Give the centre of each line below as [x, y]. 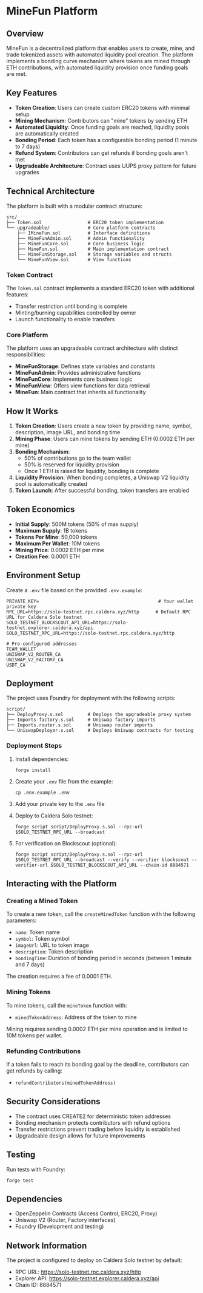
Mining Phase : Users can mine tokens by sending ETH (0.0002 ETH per [105, 439]
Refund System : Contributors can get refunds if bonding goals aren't [101, 152]
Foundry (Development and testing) [59, 1226]
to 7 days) [28, 146]
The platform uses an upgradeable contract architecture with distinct [92, 348]
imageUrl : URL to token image [52, 945]
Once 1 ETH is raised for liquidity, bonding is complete [92, 471]
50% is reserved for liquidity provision [72, 465]
